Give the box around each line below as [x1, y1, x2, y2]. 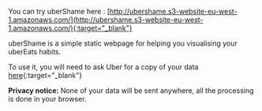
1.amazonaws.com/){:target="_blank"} [8, 24, 133, 32]
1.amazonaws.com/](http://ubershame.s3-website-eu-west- [8, 15, 204, 24]
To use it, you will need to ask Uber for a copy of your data [8, 62, 199, 72]
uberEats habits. [8, 47, 62, 56]
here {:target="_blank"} [8, 71, 83, 80]
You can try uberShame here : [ [8, 7, 110, 16]
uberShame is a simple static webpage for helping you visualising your [8, 39, 238, 48]
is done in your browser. [8, 94, 87, 103]
